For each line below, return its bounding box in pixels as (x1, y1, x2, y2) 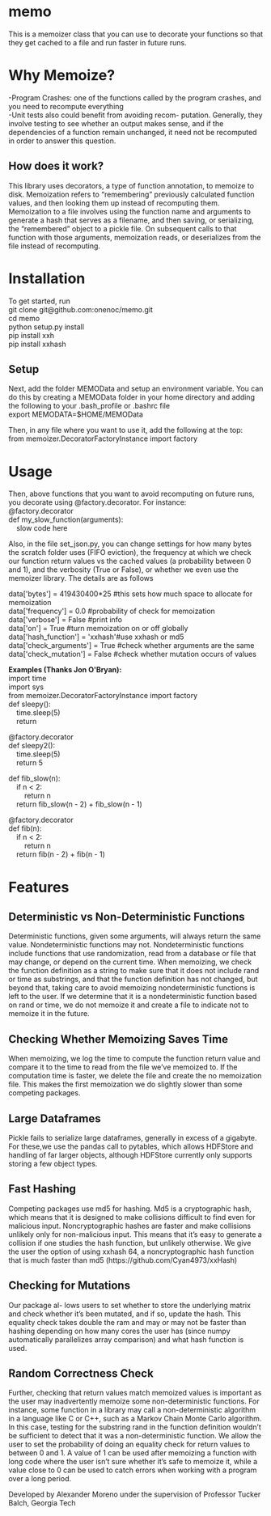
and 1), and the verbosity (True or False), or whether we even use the (8, 565, 239, 574)
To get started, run (8, 296, 70, 306)
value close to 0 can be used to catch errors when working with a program (8, 1465, 257, 1475)
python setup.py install (8, 322, 85, 332)
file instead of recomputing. (8, 241, 101, 251)
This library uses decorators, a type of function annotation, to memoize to (8, 180, 255, 190)
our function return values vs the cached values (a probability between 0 (8, 557, 252, 566)
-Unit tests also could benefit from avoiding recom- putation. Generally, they (8, 110, 263, 120)
